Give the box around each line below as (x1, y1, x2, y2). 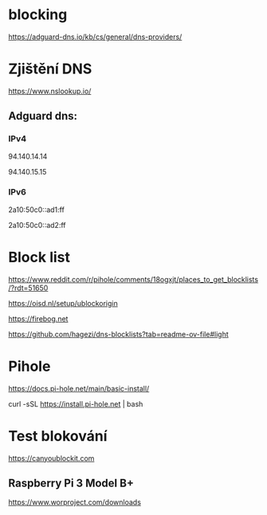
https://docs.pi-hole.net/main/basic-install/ (8, 383, 150, 393)
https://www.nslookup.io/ (8, 86, 92, 96)
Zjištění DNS (8, 60, 92, 78)
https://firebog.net (8, 313, 69, 324)
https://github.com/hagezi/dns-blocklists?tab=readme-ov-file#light (8, 329, 229, 339)
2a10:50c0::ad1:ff (8, 205, 65, 214)
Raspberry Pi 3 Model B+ (8, 477, 134, 490)
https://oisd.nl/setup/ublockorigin (8, 298, 118, 308)
